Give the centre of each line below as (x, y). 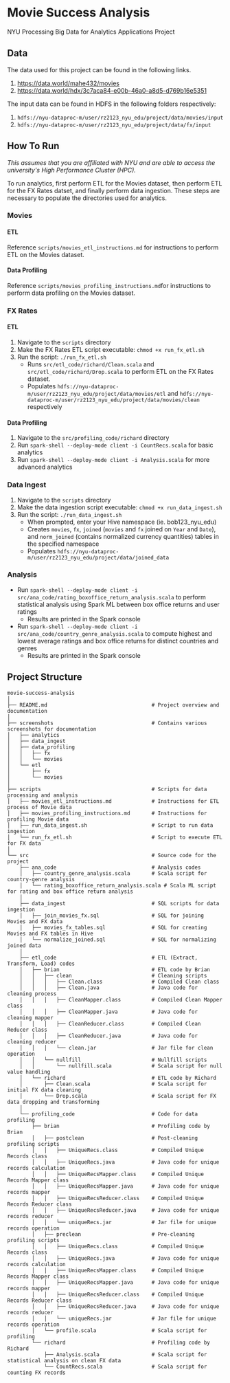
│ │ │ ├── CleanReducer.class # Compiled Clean (110, 1024)
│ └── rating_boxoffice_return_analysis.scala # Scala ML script (118, 885)
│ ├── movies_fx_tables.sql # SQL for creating (113, 927)
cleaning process (32, 994)
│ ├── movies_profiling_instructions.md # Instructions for (107, 813)
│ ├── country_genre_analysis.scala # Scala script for (113, 873)
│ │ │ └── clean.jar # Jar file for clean (116, 1048)
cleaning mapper (30, 1018)
